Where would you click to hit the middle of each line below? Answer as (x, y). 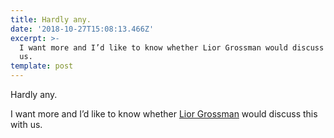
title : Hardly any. (51, 19)
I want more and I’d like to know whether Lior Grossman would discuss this (164, 114)
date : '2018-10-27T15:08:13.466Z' (82, 29)
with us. (26, 124)
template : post (42, 66)
